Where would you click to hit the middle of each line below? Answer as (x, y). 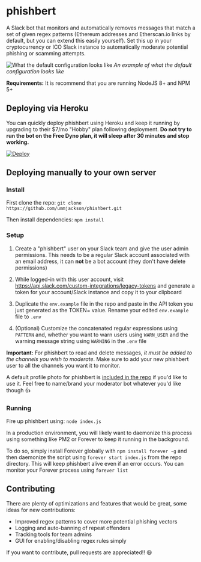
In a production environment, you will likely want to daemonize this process (99, 433)
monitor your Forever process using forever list (67, 470)
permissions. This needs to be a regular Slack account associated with (102, 255)
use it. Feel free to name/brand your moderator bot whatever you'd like (94, 383)
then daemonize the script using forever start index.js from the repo (94, 457)
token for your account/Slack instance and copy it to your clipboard (98, 292)
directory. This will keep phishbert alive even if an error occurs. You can (95, 464)
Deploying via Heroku (47, 109)
